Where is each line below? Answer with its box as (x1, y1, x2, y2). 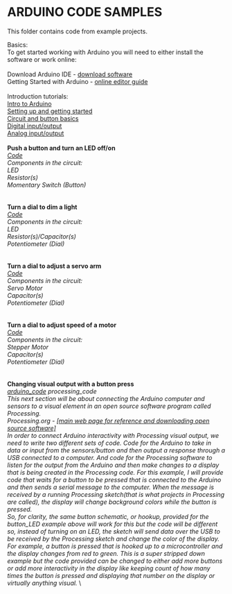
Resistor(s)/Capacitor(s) (7, 232, 76, 240)
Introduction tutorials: (7, 92, 69, 101)
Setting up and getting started (7, 107, 93, 115)
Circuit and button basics (7, 114, 79, 122)
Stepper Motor (7, 343, 49, 351)
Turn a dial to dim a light (7, 203, 78, 211)
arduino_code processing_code (7, 387, 97, 396)
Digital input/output (7, 121, 62, 130)
